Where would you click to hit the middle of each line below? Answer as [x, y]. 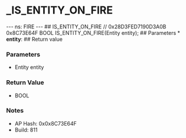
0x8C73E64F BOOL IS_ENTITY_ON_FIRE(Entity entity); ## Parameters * [93, 32]
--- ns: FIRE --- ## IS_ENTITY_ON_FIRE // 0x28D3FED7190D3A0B [86, 27]
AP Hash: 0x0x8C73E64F [45, 123]
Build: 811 [26, 130]
